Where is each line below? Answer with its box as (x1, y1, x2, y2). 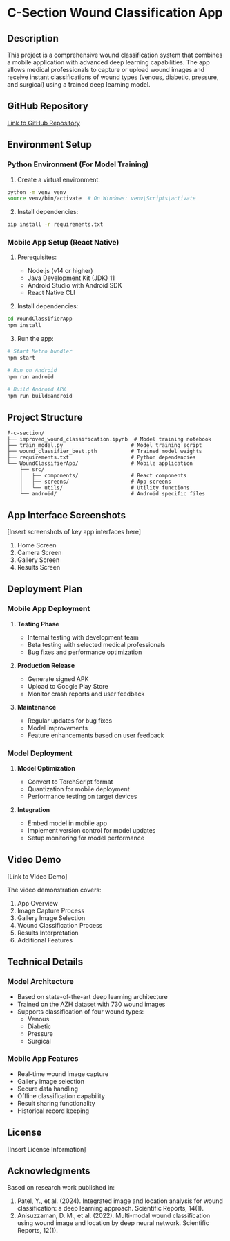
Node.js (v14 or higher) (27, 267, 93, 275)
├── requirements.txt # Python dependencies (7, 454, 196, 461)
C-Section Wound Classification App (7, 5, 223, 21)
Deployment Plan (7, 583, 83, 595)
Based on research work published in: (7, 1183, 115, 1192)
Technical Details (7, 956, 84, 968)
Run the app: (17, 335, 54, 343)
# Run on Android (7, 367, 57, 373)
